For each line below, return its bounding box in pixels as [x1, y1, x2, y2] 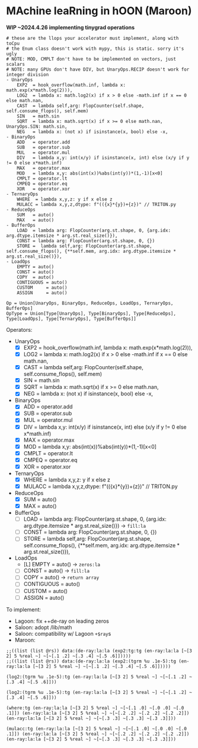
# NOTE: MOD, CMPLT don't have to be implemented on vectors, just [6, 56, 177, 62]
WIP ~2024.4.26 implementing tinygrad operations [6, 24, 135, 31]
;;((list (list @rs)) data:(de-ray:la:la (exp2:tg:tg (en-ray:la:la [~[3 [6, 648, 193, 654]
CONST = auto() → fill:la [23, 567, 90, 574]
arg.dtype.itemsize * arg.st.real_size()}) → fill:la [23, 522, 146, 530]
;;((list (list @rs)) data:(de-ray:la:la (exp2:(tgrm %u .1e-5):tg [6, 658, 177, 664]
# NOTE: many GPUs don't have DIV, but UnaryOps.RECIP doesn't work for [6, 66, 190, 72]
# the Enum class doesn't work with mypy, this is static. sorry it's [6, 46, 184, 52]
